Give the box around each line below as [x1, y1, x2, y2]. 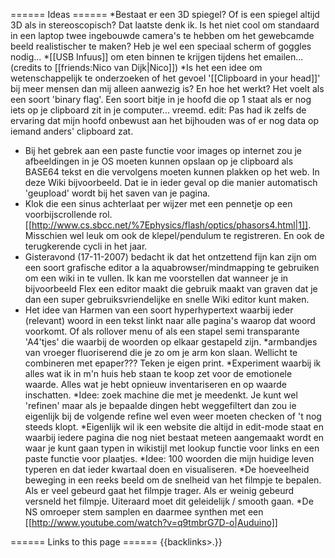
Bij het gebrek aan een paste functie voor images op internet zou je [24, 145, 303, 156]
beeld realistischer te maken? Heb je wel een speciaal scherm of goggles [10, 40, 312, 52]
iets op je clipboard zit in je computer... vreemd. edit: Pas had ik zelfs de [10, 104, 307, 116]
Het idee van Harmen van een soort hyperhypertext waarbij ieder [24, 304, 294, 316]
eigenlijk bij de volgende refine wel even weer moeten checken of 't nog [24, 410, 322, 422]
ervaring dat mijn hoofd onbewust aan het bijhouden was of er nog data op [10, 115, 319, 126]
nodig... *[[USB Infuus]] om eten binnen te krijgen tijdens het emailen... [10, 51, 304, 63]
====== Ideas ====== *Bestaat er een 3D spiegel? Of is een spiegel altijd [10, 9, 320, 20]
